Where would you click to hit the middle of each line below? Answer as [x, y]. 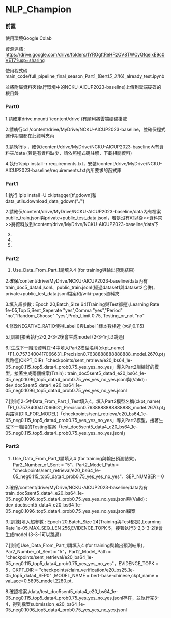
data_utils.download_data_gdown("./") [45, 201]
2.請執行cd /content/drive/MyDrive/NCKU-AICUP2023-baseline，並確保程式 [85, 129]
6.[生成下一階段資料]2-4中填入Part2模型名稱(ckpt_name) [65, 348]
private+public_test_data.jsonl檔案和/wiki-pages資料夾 [62, 294]
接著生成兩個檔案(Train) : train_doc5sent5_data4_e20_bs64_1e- [80, 373]
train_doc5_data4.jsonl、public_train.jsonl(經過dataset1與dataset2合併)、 [82, 287]
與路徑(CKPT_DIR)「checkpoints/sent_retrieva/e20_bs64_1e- [69, 360]
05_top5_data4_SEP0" [28, 575]
